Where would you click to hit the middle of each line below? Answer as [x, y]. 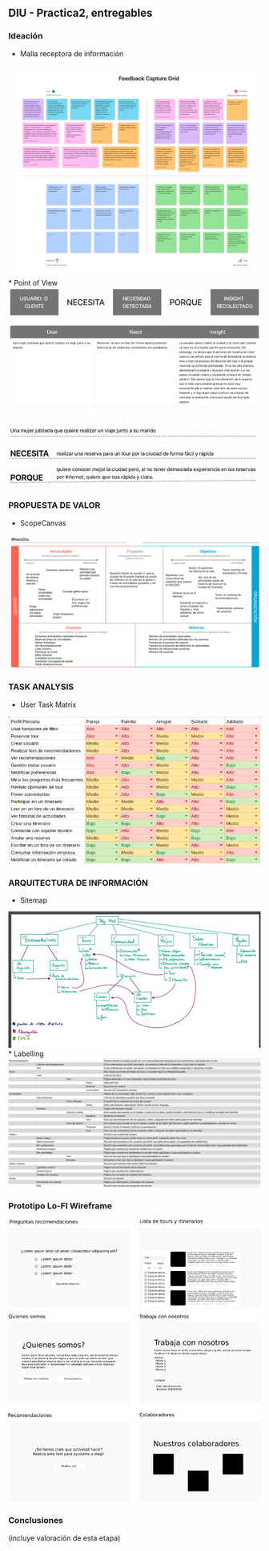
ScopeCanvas [43, 523]
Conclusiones [36, 1521]
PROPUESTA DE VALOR [54, 505]
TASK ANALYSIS [41, 687]
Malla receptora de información [72, 53]
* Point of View [33, 282]
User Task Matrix [48, 704]
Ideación [26, 36]
